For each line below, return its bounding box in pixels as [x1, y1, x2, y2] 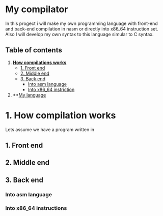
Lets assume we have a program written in [5, 126, 95, 133]
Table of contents [5, 46, 62, 54]
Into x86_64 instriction [28, 86, 75, 92]
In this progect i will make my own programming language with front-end [5, 20, 158, 26]
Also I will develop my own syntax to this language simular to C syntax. [5, 31, 154, 37]
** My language [12, 91, 46, 98]
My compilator [5, 4, 68, 15]
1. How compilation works [5, 109, 116, 121]
